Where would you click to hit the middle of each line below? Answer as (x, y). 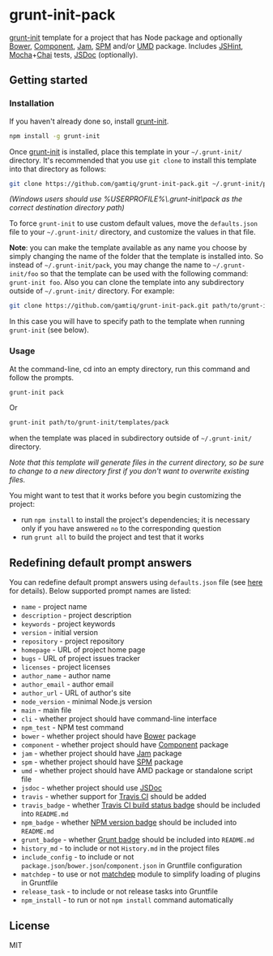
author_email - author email (67, 685)
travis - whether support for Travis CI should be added (114, 797)
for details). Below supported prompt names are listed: (100, 591)
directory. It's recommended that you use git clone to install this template (133, 160)
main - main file (46, 710)
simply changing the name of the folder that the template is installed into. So (136, 257)
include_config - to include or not (77, 857)
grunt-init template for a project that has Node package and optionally (126, 37)
